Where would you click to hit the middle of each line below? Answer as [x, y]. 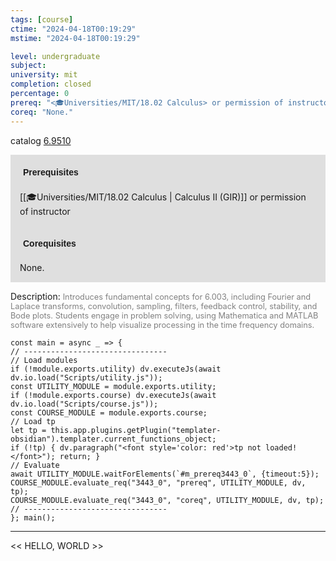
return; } [80, 456]
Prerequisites [51, 172]
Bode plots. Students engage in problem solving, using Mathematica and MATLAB [164, 315]
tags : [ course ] [42, 19]
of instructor [45, 211]
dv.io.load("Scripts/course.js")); [84, 404]
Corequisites [50, 243]
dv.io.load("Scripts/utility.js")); [86, 377]
